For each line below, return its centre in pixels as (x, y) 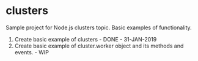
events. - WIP (32, 52)
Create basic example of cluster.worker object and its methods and (99, 46)
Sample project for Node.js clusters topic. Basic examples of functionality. (99, 27)
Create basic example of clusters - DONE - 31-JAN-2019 (86, 39)
